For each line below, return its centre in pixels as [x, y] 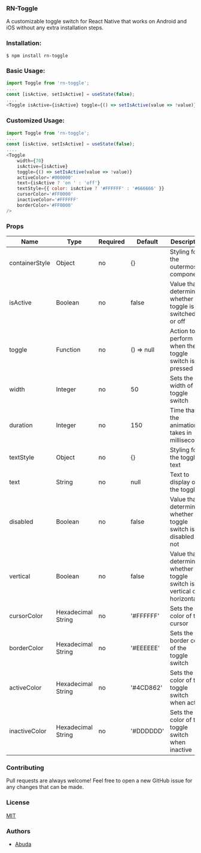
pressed [181, 368]
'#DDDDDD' [147, 731]
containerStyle [30, 263]
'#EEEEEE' [145, 648]
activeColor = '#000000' [45, 178]
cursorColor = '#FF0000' [45, 194]
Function [68, 349]
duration [21, 425]
